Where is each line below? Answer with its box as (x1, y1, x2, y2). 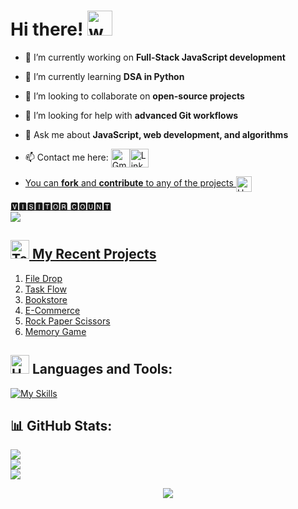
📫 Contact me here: (24, 151, 109, 163)
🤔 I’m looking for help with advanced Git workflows (24, 109, 239, 121)
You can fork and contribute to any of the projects (24, 177, 234, 189)
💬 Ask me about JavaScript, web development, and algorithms (24, 128, 289, 140)
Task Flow (24, 283, 67, 295)
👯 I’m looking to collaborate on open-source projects (24, 90, 245, 102)
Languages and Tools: (31, 361, 173, 378)
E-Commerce (24, 304, 81, 316)
